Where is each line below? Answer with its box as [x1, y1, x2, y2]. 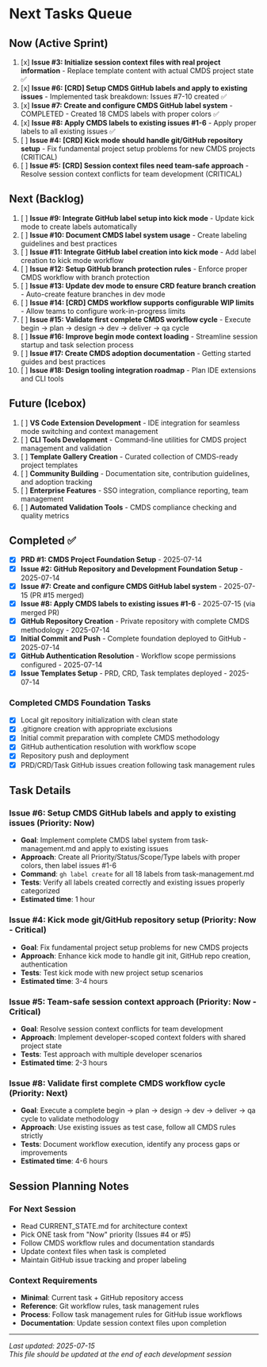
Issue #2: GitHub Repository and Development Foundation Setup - [20, 563, 244, 573]
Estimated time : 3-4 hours [20, 976, 109, 986]
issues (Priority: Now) [9, 817, 95, 828]
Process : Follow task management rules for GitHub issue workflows [20, 1310, 242, 1319]
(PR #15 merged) [29, 590, 85, 600]
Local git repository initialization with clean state [20, 715, 178, 725]
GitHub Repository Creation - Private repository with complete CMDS [20, 616, 250, 625]
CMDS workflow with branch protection [20, 272, 150, 282]
